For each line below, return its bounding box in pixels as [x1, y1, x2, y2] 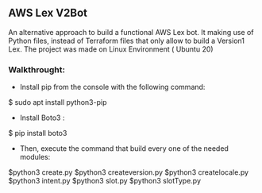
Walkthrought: [8, 64, 66, 75]
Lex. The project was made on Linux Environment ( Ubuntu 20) [8, 44, 214, 54]
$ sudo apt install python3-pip [8, 98, 107, 107]
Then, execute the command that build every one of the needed [19, 144, 229, 153]
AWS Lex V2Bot [8, 6, 88, 20]
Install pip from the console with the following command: [19, 83, 206, 92]
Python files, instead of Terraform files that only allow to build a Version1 [8, 36, 245, 45]
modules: [19, 152, 51, 162]
